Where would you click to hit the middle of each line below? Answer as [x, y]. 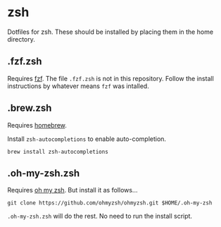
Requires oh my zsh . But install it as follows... [72, 190]
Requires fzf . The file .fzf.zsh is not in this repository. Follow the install [111, 78]
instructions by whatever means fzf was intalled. [78, 86]
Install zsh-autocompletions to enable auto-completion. [87, 139]
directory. [21, 39]
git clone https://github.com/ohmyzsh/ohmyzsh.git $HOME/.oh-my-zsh [110, 203]
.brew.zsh [30, 108]
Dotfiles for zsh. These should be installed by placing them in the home [110, 32]
